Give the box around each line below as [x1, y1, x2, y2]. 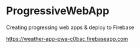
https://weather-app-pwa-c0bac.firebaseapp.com [6, 35, 128, 42]
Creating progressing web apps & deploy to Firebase [6, 24, 135, 31]
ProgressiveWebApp [6, 4, 109, 18]
